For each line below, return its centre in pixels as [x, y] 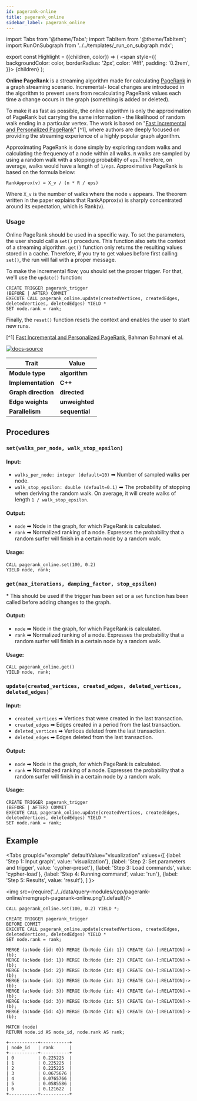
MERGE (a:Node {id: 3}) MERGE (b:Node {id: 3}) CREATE [75, 980]
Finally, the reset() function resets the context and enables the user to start [98, 320]
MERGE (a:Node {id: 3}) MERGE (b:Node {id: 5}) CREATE [75, 1001]
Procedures [28, 432]
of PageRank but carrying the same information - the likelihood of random [96, 117]
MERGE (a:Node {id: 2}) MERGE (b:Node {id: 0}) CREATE [75, 970]
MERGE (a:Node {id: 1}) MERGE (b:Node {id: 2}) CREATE [75, 960]
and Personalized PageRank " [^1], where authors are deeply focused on [93, 129]
